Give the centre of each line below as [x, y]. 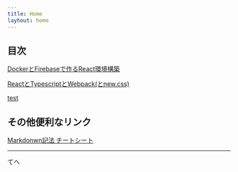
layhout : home [28, 20]
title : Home [25, 14]
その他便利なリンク [49, 122]
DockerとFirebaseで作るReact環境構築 [64, 69]
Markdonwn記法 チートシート [51, 140]
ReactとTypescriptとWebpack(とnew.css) [68, 84]
